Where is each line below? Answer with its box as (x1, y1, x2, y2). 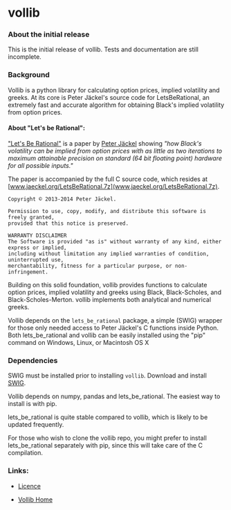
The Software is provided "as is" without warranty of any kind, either (8, 238, 222, 245)
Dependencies (8, 355, 58, 365)
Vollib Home (17, 495, 53, 504)
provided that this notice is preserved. (8, 220, 129, 227)
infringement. (8, 269, 49, 275)
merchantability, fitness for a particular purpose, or (8, 262, 172, 269)
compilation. (8, 449, 44, 457)
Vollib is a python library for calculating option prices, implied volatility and (8, 85, 220, 94)
